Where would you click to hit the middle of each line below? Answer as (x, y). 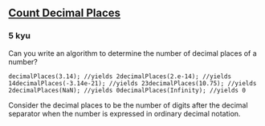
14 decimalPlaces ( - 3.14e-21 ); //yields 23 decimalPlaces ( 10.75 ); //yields (132, 83)
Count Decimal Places (65, 13)
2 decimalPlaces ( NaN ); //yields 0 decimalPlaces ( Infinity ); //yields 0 (127, 90)
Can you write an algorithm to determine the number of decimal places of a (132, 53)
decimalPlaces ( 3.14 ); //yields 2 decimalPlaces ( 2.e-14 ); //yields (120, 76)
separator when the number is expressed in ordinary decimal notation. (124, 113)
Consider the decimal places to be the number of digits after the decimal (128, 105)
